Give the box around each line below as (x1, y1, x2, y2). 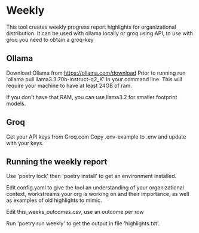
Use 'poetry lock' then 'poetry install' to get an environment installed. (6, 173, 177, 180)
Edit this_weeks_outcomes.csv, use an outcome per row (6, 209, 145, 216)
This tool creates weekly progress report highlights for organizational (6, 23, 176, 30)
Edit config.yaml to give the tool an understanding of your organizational (6, 184, 184, 191)
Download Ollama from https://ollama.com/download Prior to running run (6, 69, 186, 76)
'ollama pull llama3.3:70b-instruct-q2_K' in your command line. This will (6, 75, 182, 82)
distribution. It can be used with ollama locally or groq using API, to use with (6, 29, 193, 36)
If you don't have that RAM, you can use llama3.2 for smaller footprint (6, 93, 177, 100)
